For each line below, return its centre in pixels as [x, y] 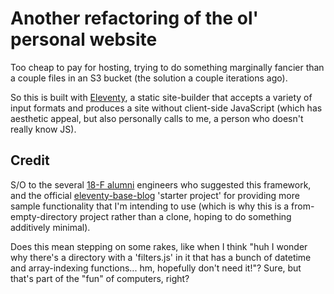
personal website [84, 39]
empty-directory [44, 216]
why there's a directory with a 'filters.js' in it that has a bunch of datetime [161, 257]
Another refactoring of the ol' [134, 18]
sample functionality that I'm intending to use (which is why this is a [150, 206]
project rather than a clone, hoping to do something [185, 216]
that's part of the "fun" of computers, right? [100, 278]
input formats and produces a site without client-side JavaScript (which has [166, 108]
